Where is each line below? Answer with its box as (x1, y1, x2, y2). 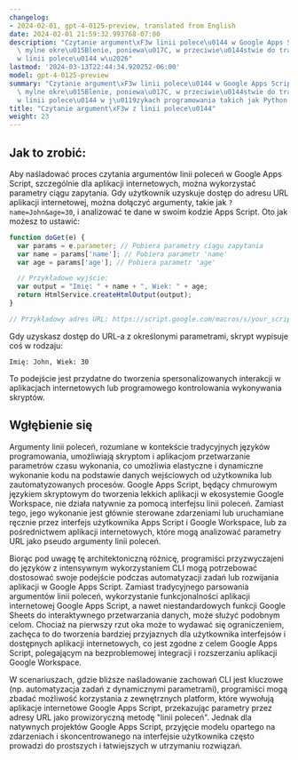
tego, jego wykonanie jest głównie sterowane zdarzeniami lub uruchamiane (9, 508, 284, 518)
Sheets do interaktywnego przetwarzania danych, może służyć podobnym (9, 610, 281, 620)
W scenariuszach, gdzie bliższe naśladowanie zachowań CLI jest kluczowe (9, 674, 284, 684)
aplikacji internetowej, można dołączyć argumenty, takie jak (9, 196, 227, 207)
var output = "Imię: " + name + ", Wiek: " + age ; (17, 282, 208, 292)
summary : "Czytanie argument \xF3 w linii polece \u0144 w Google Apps (9, 79, 268, 88)
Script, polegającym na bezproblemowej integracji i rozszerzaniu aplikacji (9, 647, 278, 658)
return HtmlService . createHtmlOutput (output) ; (17, 291, 192, 300)
